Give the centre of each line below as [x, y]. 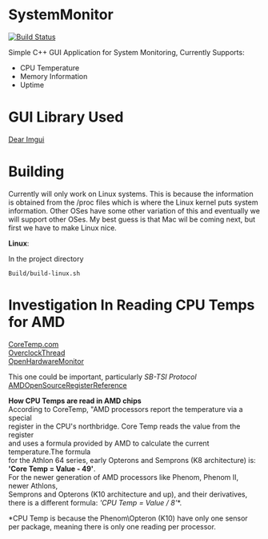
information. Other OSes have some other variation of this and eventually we [134, 210]
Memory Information [54, 76]
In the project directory [46, 258]
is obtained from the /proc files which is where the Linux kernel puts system [133, 202]
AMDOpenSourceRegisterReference [68, 385]
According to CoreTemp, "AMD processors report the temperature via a [126, 409]
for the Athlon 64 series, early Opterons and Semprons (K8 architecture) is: [132, 460]
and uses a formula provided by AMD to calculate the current [109, 443]
